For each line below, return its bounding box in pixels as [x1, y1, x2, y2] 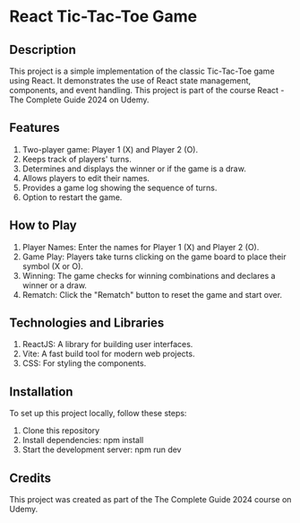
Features [9, 120, 60, 135]
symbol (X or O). [21, 260, 83, 271]
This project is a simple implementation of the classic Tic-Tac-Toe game [9, 65, 275, 76]
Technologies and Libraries [9, 316, 165, 331]
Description [9, 42, 76, 57]
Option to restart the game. [21, 191, 123, 203]
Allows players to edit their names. [21, 172, 150, 183]
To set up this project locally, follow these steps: [9, 408, 187, 419]
